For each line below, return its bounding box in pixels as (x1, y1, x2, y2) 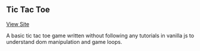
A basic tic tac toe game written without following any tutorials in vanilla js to (6, 32, 195, 39)
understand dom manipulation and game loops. (6, 38, 122, 45)
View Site (6, 20, 30, 27)
